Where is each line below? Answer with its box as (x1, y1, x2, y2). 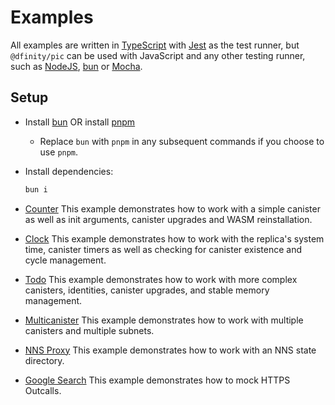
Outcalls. (24, 384, 62, 396)
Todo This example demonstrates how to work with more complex (24, 273, 298, 285)
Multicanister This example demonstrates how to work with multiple (24, 314, 304, 326)
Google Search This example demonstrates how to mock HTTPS (24, 374, 291, 386)
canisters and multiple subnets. (24, 324, 155, 336)
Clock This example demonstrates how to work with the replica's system (24, 232, 325, 245)
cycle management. (24, 254, 107, 266)
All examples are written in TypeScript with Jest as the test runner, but (10, 39, 300, 51)
